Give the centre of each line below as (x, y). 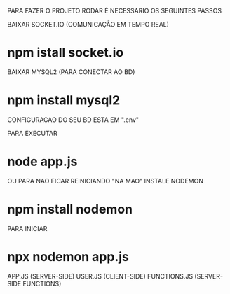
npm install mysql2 (64, 100)
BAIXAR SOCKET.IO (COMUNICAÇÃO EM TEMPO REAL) (88, 24)
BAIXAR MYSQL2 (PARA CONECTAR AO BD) (71, 72)
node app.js (42, 162)
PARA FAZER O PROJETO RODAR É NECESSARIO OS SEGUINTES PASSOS (115, 11)
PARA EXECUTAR (32, 133)
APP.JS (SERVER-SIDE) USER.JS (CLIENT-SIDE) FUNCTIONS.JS (100, 276)
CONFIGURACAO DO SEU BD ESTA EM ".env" (73, 120)
